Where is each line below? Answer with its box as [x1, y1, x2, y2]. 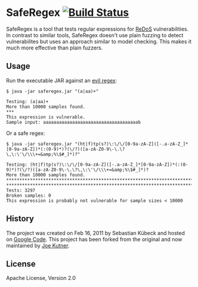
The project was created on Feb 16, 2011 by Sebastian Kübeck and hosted [6, 229, 185, 236]
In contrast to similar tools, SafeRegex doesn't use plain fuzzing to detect [6, 31, 184, 38]
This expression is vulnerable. [6, 114, 85, 120]
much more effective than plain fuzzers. [6, 44, 103, 51]
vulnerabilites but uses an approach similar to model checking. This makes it [6, 38, 192, 45]
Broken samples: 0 [6, 192, 51, 199]
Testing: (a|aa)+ [6, 98, 49, 104]
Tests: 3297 [6, 187, 35, 193]
